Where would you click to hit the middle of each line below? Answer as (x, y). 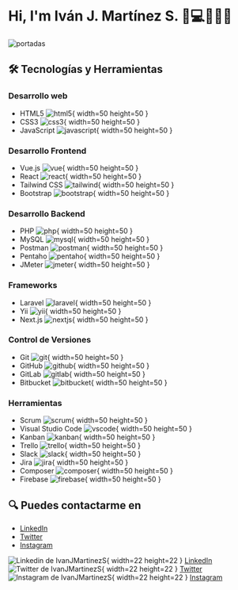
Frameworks (33, 285)
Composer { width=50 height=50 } (96, 471)
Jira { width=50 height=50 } (74, 462)
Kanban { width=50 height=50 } (87, 437)
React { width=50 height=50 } (81, 176)
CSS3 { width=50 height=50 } (80, 121)
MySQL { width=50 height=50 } (85, 239)
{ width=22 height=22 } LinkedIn (159, 560)
